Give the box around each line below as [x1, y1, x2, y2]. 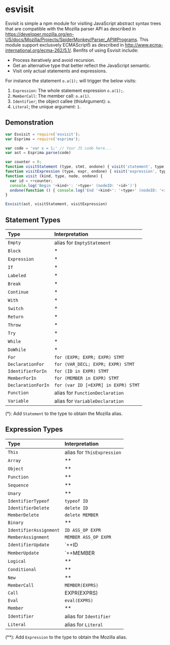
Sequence [8, 482, 29, 488]
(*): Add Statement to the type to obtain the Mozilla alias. [5, 410, 123, 416]
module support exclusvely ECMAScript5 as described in [5, 42, 124, 48]
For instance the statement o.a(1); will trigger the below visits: [5, 78, 137, 84]
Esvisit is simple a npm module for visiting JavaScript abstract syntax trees [5, 20, 161, 26]
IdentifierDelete [8, 505, 50, 511]
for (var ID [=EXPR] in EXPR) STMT [54, 382, 140, 388]
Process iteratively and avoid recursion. [12, 57, 95, 63]
